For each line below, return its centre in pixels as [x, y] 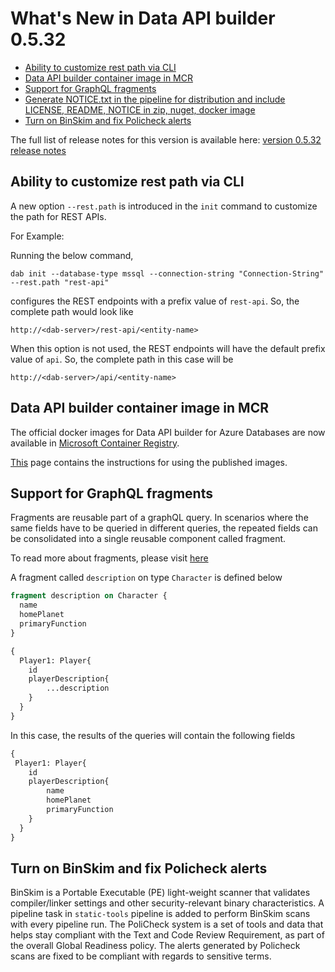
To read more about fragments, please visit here [109, 558]
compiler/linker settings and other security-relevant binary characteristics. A [167, 903]
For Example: [37, 236]
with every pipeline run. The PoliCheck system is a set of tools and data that [167, 924]
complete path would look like [72, 311]
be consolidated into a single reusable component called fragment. [148, 539]
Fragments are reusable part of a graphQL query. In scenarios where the [159, 518]
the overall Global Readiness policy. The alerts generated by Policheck [155, 946]
